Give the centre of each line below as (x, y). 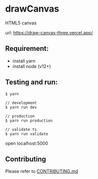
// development (21, 103)
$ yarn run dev (21, 107)
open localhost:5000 (27, 143)
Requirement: (27, 49)
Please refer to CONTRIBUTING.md (42, 171)
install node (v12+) (32, 66)
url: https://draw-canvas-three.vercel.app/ (49, 32)
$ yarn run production (29, 120)
